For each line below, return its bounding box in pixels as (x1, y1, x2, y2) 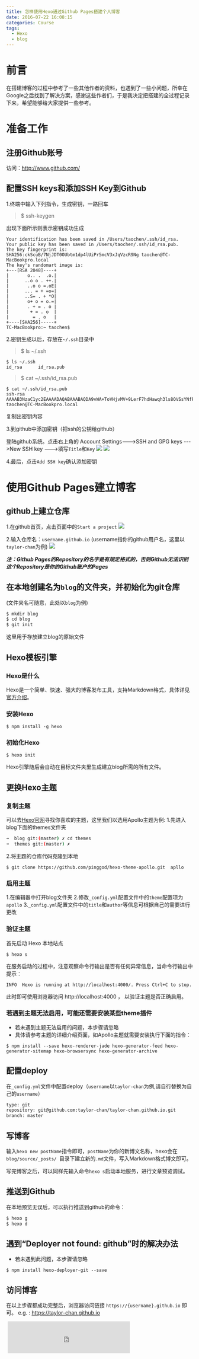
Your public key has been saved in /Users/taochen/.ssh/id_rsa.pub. (6, 241, 179, 247)
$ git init (6, 622, 33, 628)
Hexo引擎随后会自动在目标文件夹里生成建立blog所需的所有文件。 (6, 763, 165, 771)
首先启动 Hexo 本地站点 (6, 939, 63, 946)
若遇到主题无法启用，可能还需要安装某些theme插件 (6, 1009, 153, 1017)
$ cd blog (6, 616, 31, 623)
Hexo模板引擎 (6, 652, 57, 662)
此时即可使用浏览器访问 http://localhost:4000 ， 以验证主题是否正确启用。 (6, 993, 187, 1000)
